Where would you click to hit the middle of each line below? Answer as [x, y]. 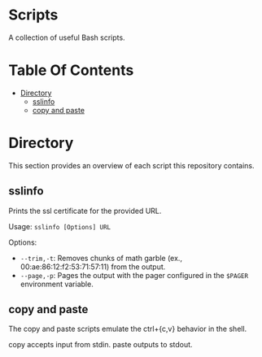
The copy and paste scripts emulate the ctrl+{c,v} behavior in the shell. [128, 329]
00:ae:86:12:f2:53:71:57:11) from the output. [93, 267]
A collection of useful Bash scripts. [67, 37]
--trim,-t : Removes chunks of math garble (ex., [101, 258]
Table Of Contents [71, 70]
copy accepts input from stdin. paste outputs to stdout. [100, 345]
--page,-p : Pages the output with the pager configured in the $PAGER [134, 275]
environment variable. [57, 284]
